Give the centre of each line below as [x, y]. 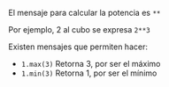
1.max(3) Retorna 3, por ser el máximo [91, 64]
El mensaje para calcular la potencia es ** [84, 13]
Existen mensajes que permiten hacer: [78, 47]
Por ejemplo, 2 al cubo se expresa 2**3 [80, 29]
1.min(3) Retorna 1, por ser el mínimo [89, 73]
